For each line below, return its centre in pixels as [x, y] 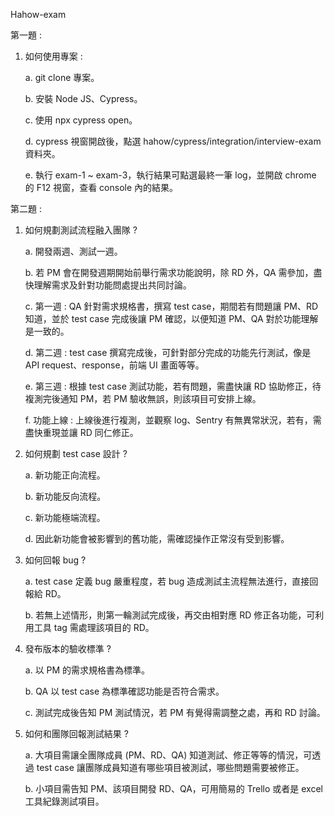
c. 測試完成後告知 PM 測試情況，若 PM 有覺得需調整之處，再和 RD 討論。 [175, 712]
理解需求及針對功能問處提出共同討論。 [112, 285]
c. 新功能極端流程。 [65, 517]
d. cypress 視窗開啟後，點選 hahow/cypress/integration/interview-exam [173, 141]
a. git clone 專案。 [62, 77]
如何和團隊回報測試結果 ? [76, 733]
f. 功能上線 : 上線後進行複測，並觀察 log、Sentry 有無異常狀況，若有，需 [173, 420]
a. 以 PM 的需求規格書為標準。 [87, 670]
